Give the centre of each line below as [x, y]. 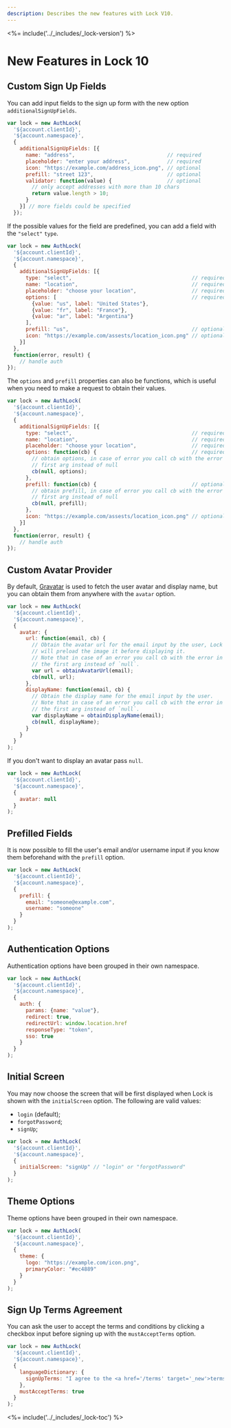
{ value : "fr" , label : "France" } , [80, 310]
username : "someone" [55, 909]
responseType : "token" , [59, 1030]
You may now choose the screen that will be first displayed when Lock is [110, 1093]
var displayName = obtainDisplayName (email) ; [98, 715]
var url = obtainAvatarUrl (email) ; [83, 671]
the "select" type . [33, 233]
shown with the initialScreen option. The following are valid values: [104, 1100]
